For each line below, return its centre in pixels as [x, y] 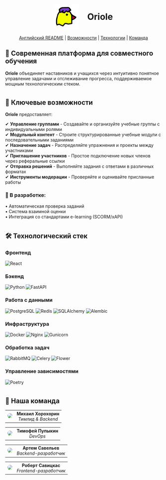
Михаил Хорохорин [38, 414]
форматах [16, 172]
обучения [21, 61]
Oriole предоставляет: [29, 115]
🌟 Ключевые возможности [49, 102]
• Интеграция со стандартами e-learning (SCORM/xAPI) [64, 217]
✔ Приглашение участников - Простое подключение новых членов [78, 156]
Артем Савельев [41, 448]
